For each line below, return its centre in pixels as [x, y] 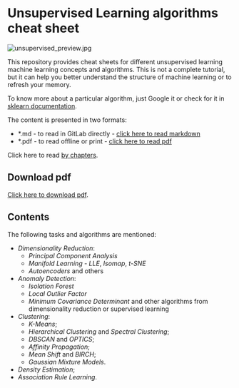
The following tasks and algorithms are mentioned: [82, 234]
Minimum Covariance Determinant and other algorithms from [118, 301]
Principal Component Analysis [73, 255]
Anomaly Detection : [47, 278]
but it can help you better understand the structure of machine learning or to [119, 77]
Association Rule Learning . [57, 377]
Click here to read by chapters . [53, 155]
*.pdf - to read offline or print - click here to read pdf [95, 141]
